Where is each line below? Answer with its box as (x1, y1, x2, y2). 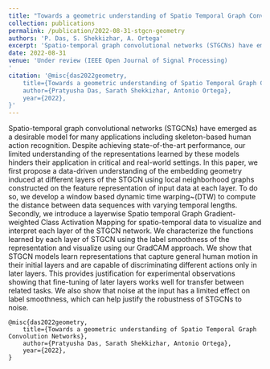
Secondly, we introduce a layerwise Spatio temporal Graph (8, 209, 202, 219)
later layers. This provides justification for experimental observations (8, 269, 235, 278)
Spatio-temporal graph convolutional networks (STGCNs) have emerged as (8, 124, 257, 133)
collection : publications (8, 19, 95, 27)
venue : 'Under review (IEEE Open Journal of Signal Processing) (8, 57, 228, 65)
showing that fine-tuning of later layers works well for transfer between (8, 277, 244, 287)
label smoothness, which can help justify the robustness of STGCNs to (8, 294, 243, 304)
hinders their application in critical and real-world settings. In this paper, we (8, 158, 259, 167)
